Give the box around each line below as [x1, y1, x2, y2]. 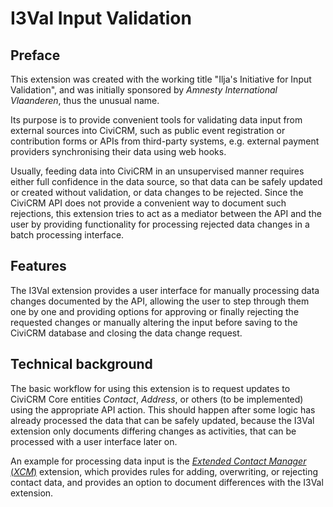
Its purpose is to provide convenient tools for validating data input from [10, 114, 303, 126]
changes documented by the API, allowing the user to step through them [10, 295, 310, 307]
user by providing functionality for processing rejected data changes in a [10, 218, 310, 230]
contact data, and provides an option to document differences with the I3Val [10, 476, 324, 488]
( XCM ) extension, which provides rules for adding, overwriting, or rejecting [10, 465, 319, 477]
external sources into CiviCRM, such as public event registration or [10, 125, 286, 136]
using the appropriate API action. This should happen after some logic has [10, 403, 316, 416]
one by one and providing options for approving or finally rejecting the [10, 305, 300, 317]
